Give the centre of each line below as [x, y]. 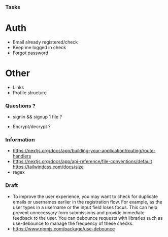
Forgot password [30, 53]
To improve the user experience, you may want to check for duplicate [85, 196]
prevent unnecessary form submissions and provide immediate [78, 212]
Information [20, 140]
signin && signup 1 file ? [37, 117]
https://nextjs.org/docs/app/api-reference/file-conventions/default [82, 162]
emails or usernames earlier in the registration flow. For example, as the [87, 202]
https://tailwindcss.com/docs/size [48, 167]
